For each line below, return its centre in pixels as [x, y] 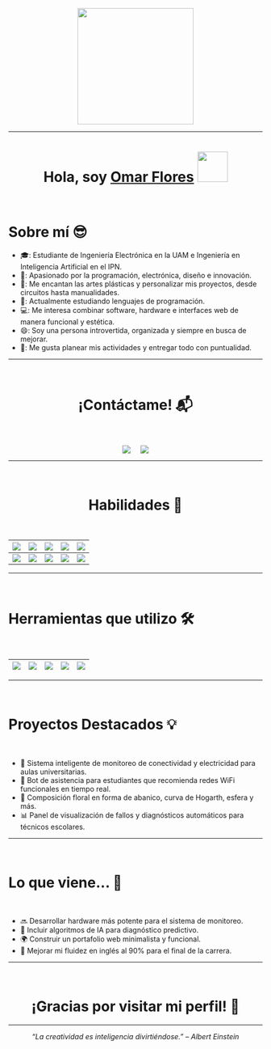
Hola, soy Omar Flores [119, 177]
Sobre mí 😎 [48, 233]
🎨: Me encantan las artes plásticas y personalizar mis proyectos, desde [138, 284]
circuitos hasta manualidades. [69, 292]
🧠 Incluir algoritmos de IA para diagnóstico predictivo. [109, 929]
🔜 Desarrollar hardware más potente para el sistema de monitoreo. [131, 920]
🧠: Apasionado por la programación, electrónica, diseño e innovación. [136, 275]
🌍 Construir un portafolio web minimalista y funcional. [110, 939]
